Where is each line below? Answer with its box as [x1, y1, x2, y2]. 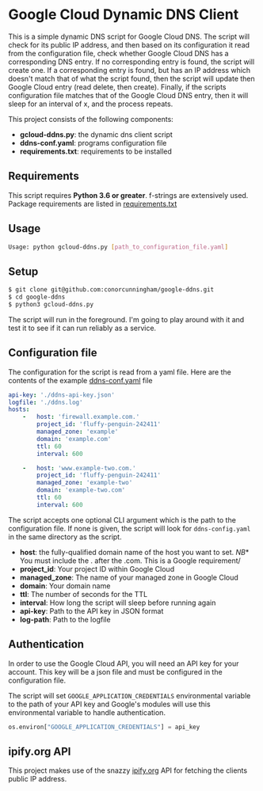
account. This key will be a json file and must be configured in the [8, 667, 223, 676]
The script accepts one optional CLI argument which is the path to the [8, 515, 236, 524]
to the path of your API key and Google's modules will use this [8, 699, 212, 709]
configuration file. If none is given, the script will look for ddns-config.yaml [8, 523, 251, 533]
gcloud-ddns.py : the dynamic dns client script [19, 129, 173, 139]
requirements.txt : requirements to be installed [19, 146, 173, 156]
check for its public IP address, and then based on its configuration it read [8, 40, 250, 49]
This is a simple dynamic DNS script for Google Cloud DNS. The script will [8, 32, 250, 41]
